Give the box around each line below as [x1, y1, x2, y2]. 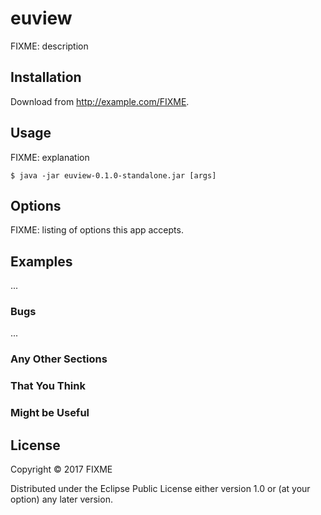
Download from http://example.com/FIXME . [10, 95, 190, 107]
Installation [10, 69, 82, 86]
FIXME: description [10, 40, 89, 52]
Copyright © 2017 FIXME [10, 463, 113, 476]
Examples [10, 253, 73, 270]
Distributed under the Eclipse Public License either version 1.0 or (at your [10, 483, 311, 495]
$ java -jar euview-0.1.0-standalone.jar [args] [10, 170, 217, 181]
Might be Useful [10, 406, 90, 420]
